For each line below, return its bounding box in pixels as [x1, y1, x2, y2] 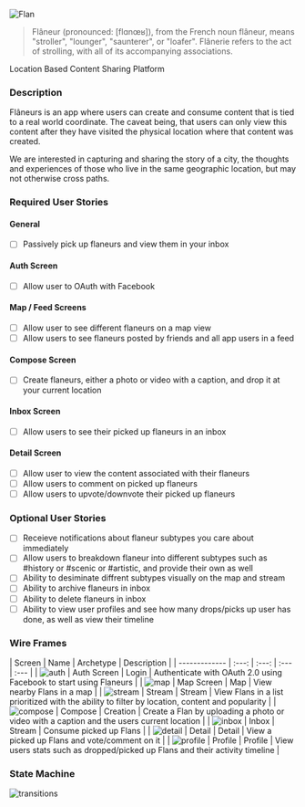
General [9, 218, 41, 229]
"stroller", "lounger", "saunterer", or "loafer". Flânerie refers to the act [31, 37, 292, 47]
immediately [22, 543, 69, 554]
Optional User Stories [9, 511, 107, 524]
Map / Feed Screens [9, 302, 86, 313]
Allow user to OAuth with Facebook [22, 280, 156, 291]
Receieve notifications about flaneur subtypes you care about [22, 532, 255, 543]
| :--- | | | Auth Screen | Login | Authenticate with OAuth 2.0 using [9, 666, 282, 677]
